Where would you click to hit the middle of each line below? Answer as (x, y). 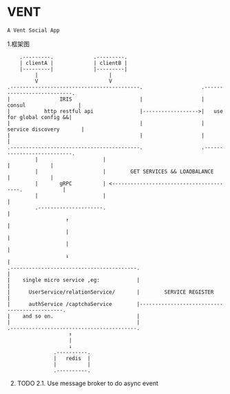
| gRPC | (71, 183)
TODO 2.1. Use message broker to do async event (87, 383)
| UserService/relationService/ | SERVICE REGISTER (111, 292)
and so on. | (81, 316)
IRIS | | (132, 99)
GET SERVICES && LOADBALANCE (172, 172)
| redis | (72, 358)
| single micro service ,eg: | (73, 280)
